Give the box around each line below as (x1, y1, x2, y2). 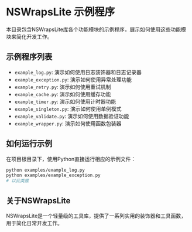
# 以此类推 (6, 178, 29, 184)
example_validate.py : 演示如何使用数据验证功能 (14, 112, 129, 120)
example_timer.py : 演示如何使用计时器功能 (14, 98, 116, 105)
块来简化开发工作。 (6, 33, 53, 40)
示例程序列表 (6, 52, 53, 62)
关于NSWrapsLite (6, 196, 71, 206)
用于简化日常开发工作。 (6, 220, 63, 226)
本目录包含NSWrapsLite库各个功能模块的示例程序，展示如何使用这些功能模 (6, 26, 186, 33)
